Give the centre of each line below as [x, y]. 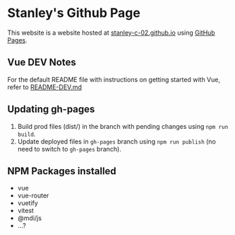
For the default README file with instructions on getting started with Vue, [114, 79]
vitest [25, 211]
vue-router [33, 195]
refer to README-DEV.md [45, 87]
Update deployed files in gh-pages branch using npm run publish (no [117, 141]
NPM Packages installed [62, 171]
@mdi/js [30, 218]
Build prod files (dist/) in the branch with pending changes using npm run [123, 126]
